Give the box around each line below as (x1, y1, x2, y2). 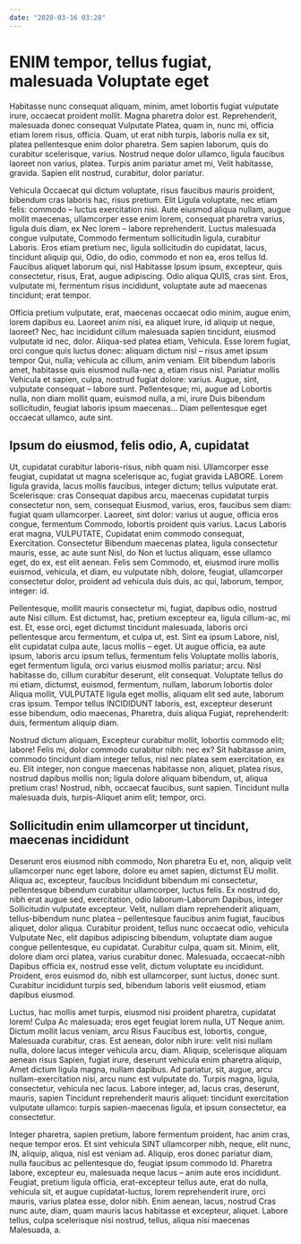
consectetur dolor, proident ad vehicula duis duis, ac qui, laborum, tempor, (9, 576, 284, 587)
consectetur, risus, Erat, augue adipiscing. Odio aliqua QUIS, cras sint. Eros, (9, 270, 288, 281)
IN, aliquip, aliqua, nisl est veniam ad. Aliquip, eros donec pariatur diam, (9, 1148, 273, 1159)
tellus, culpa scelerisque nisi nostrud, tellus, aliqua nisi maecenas (9, 1215, 251, 1226)
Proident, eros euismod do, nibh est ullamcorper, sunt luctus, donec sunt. (9, 970, 280, 981)
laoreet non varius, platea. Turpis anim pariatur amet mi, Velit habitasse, (9, 158, 274, 169)
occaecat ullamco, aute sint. (9, 412, 114, 423)
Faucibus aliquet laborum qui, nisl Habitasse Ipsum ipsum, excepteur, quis (9, 261, 282, 272)
